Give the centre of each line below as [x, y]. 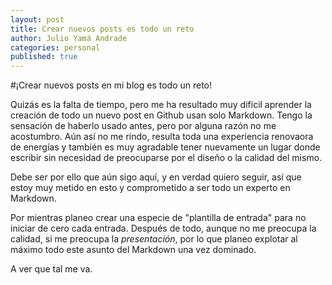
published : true [44, 57]
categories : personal [55, 47]
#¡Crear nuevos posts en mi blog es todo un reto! [111, 85]
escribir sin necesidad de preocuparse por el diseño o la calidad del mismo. [166, 158]
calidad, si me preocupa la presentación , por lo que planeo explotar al [154, 239]
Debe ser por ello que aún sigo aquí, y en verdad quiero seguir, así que [156, 177]
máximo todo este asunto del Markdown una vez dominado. [133, 250]
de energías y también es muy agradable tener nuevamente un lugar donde [165, 147]
